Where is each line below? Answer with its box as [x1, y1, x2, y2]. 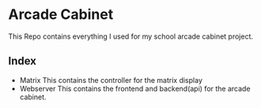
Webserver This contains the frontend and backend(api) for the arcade [19, 84, 251, 93]
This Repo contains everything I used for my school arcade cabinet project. [8, 32, 254, 41]
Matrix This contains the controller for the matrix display [19, 75, 203, 84]
